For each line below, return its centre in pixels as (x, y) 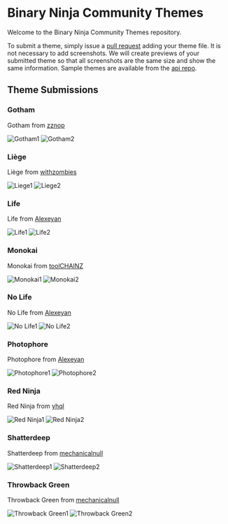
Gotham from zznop (36, 125)
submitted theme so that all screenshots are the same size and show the (112, 60)
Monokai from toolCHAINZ (45, 265)
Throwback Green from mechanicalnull (63, 500)
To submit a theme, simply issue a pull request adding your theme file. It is (114, 45)
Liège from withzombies (42, 172)
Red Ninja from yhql (36, 406)
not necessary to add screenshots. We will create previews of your (104, 53)
